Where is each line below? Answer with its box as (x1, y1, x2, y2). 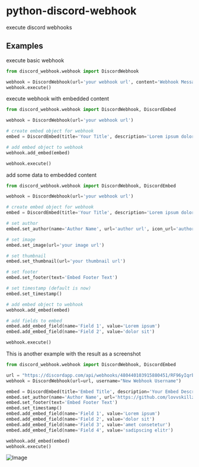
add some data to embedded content (6, 171, 97, 179)
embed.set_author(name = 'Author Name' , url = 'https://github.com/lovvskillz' (6, 394, 197, 400)
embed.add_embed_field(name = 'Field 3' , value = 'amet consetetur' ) (6, 421, 171, 428)
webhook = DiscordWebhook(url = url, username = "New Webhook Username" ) (6, 378, 182, 384)
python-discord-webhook (6, 4, 137, 18)
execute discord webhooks (6, 24, 72, 31)
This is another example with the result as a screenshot (6, 350, 141, 357)
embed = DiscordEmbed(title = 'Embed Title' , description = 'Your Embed (6, 389, 179, 395)
